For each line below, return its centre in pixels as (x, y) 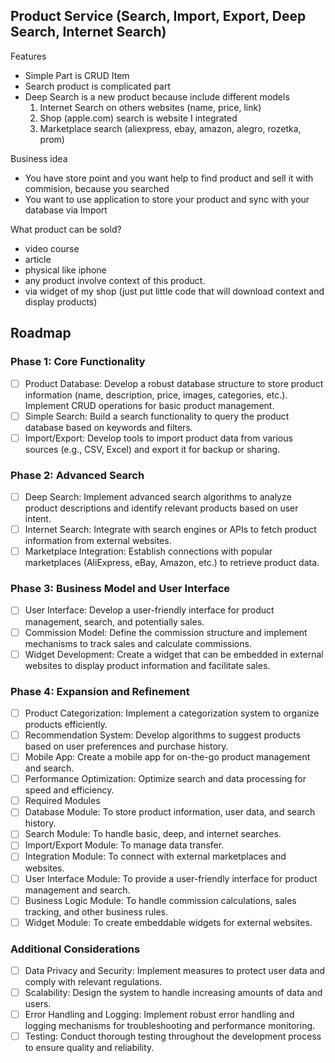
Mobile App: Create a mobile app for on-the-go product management (167, 757)
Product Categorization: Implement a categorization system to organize (172, 713)
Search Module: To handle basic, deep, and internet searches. (153, 834)
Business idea (39, 158)
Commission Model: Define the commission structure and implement (166, 632)
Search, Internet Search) (88, 32)
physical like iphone (65, 270)
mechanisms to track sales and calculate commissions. (138, 643)
